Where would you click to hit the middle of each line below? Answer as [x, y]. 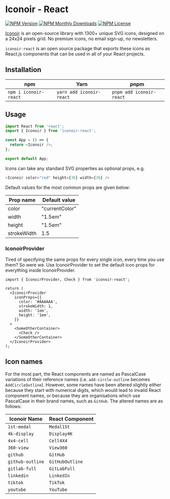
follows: [13, 406]
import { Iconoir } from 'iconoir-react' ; [51, 131]
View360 [58, 447]
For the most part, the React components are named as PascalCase [76, 374]
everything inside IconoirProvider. [40, 270]
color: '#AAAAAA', [38, 302]
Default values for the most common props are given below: [68, 187]
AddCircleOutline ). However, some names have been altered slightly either [83, 385]
